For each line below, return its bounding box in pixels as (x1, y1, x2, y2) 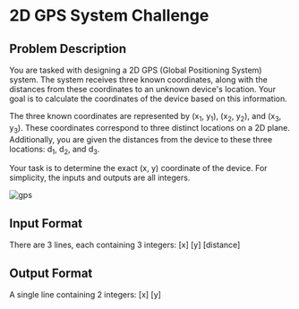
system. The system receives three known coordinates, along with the (9, 74, 269, 85)
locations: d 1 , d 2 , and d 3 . (9, 143, 100, 157)
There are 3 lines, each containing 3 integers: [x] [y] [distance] (9, 239, 241, 251)
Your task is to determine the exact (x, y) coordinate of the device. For (9, 163, 268, 174)
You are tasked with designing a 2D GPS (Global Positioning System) (9, 64, 262, 75)
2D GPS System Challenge (9, 5, 209, 26)
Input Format (9, 216, 83, 231)
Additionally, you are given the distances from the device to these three (9, 133, 273, 144)
